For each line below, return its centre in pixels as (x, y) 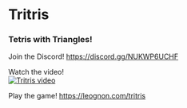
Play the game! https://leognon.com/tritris (77, 96)
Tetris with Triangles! (51, 40)
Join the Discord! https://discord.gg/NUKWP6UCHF (93, 56)
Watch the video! (36, 72)
